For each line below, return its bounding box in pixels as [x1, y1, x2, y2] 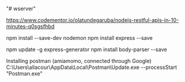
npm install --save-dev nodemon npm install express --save [6, 34, 153, 41]
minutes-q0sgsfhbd [6, 23, 55, 30]
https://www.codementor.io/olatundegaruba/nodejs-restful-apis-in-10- [6, 17, 179, 23]
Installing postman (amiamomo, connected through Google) [6, 58, 152, 64]
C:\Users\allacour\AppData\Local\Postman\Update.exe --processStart [6, 64, 177, 71]
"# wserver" [6, 5, 36, 12]
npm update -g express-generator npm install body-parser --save [6, 46, 167, 53]
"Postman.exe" [6, 70, 43, 77]
